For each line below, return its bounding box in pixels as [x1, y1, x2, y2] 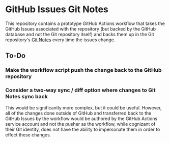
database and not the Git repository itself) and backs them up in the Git [5, 31, 154, 37]
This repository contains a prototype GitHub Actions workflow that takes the [5, 20, 165, 26]
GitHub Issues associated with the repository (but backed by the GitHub [5, 25, 156, 32]
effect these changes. [5, 131, 51, 138]
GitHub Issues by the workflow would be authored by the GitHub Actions [5, 116, 158, 122]
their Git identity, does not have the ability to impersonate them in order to [5, 126, 160, 132]
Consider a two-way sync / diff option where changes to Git [5, 87, 156, 94]
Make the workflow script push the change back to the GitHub [5, 67, 162, 74]
